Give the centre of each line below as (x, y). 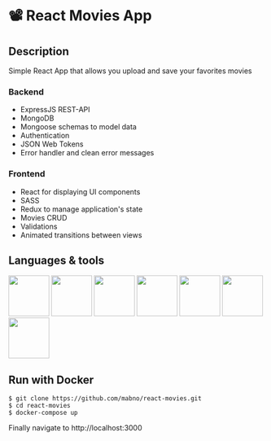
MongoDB (37, 118)
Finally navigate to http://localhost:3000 (75, 428)
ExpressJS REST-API (55, 110)
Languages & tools (56, 260)
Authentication (45, 136)
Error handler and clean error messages (87, 153)
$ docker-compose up (44, 413)
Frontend (27, 174)
